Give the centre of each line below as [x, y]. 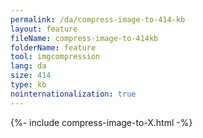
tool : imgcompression [55, 57]
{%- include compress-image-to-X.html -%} [101, 122]
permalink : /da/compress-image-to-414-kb [98, 19]
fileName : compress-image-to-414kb [84, 38]
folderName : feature [53, 47]
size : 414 [31, 76]
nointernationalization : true [73, 94]
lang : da [28, 66]
